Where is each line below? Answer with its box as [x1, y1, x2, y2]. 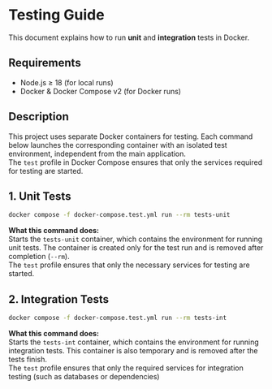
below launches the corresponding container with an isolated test [8, 140, 227, 149]
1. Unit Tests [8, 189, 71, 203]
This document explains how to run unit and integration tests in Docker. [8, 32, 250, 42]
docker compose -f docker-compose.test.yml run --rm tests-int [8, 314, 227, 322]
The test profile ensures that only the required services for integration [8, 363, 244, 373]
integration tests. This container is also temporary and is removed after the [8, 345, 258, 355]
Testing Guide [8, 6, 105, 24]
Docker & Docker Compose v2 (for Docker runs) [19, 86, 181, 96]
